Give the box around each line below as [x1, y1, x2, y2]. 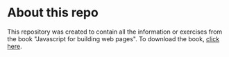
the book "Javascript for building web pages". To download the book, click [7, 34, 220, 43]
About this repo [7, 5, 99, 21]
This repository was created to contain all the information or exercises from [7, 27, 223, 36]
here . [7, 42, 22, 50]
